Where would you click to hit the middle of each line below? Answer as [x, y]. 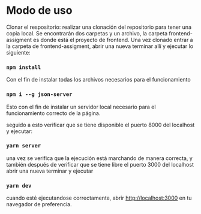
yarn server [24, 146]
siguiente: [19, 52]
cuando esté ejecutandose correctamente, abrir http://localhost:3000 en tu [99, 198]
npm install [24, 67]
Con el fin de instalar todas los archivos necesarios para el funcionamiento [98, 80]
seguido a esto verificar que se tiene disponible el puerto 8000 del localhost [100, 125]
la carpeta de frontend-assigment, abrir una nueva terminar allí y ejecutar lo [100, 46]
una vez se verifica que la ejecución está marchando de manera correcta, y [100, 158]
